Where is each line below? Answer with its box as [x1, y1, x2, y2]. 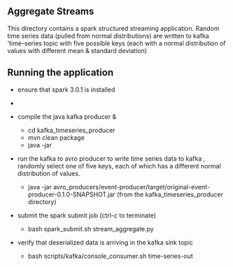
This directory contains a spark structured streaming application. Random [7, 24, 220, 32]
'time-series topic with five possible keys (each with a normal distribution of [7, 38, 226, 48]
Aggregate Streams [7, 6, 94, 17]
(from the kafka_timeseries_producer [116, 190, 224, 199]
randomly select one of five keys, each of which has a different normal [17, 161, 222, 170]
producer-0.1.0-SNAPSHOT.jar [27, 190, 115, 199]
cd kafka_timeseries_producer [27, 126, 115, 134]
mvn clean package [27, 133, 85, 142]
